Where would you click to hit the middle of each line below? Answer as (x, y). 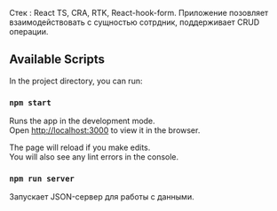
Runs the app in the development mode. (82, 121)
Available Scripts (57, 60)
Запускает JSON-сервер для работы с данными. (102, 197)
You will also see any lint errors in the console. (94, 157)
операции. (29, 31)
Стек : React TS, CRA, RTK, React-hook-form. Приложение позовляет (139, 13)
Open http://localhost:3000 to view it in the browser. (105, 130)
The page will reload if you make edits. (80, 148)
